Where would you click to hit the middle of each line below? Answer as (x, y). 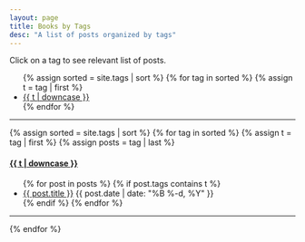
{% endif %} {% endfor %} (73, 203)
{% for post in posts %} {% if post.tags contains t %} (122, 183)
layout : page (34, 18)
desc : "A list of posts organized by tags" (93, 34)
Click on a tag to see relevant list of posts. (88, 61)
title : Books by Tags (50, 26)
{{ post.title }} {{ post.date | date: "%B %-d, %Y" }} (118, 193)
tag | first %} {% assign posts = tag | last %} (92, 142)
